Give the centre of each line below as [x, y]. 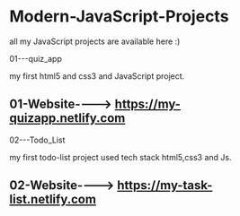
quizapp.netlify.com [67, 118]
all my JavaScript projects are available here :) [95, 41]
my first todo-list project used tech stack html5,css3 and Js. [120, 157]
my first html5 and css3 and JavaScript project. [97, 76]
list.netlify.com [53, 199]
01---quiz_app [36, 58]
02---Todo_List [37, 140]
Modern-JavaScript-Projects [119, 17]
